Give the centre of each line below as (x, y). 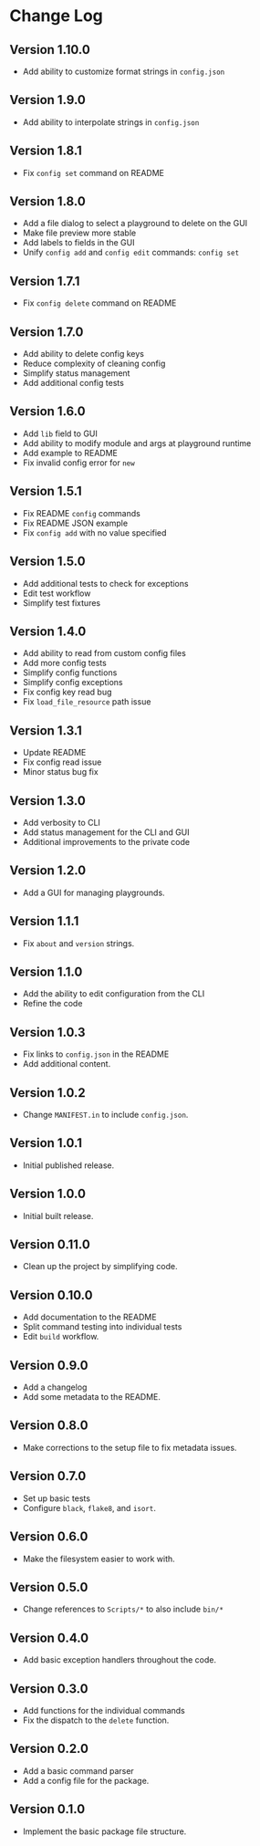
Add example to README (70, 453)
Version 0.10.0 (51, 1295)
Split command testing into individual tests (102, 1327)
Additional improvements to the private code (106, 841)
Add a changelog (55, 1387)
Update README (54, 753)
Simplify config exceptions (73, 683)
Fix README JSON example (75, 523)
